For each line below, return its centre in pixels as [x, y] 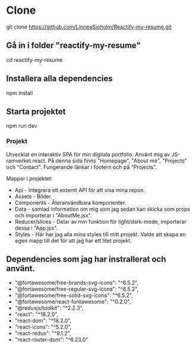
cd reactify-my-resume [34, 59]
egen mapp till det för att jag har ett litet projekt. [73, 240]
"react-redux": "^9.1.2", [43, 333]
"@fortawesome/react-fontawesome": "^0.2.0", [73, 302]
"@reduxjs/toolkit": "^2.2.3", [49, 308]
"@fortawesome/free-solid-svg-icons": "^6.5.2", [74, 296]
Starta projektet [36, 112]
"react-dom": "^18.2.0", [43, 321]
